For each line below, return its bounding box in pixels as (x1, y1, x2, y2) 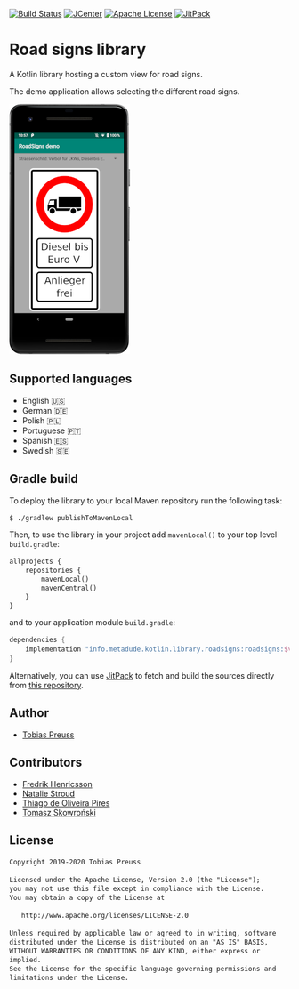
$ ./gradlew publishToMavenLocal (9, 513, 133, 522)
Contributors (9, 755, 83, 770)
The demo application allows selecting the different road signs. (9, 85, 240, 97)
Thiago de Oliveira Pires (21, 797, 110, 808)
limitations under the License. (9, 973, 129, 982)
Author (9, 705, 49, 720)
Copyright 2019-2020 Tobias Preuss (9, 857, 141, 866)
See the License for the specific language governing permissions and (9, 964, 277, 973)
